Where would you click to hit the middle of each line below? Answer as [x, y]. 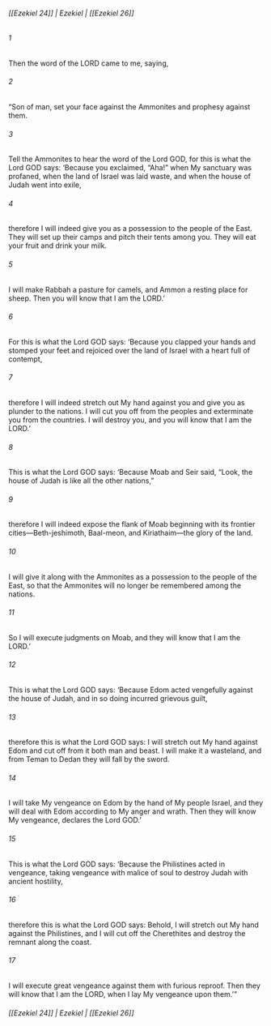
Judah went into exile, [45, 185]
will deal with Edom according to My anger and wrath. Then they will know [132, 811]
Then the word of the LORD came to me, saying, [89, 63]
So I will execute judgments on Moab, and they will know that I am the [125, 637]
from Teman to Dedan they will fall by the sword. [89, 759]
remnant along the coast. [50, 942]
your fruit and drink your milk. [58, 246]
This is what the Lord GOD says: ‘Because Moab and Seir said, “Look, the [131, 472]
